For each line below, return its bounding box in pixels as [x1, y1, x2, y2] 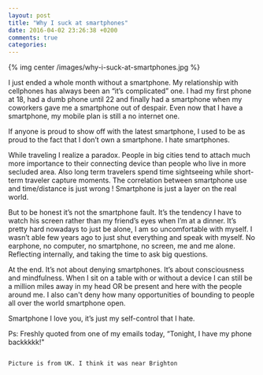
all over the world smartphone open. [8, 298, 126, 308]
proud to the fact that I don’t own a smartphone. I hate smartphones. [8, 135, 231, 144]
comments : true [8, 33, 58, 42]
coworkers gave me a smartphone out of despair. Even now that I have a [8, 103, 243, 113]
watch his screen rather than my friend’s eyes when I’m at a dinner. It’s [8, 216, 237, 226]
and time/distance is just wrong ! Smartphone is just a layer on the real [8, 184, 237, 193]
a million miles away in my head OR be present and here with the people [8, 282, 243, 291]
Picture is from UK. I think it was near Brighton [8, 360, 178, 368]
